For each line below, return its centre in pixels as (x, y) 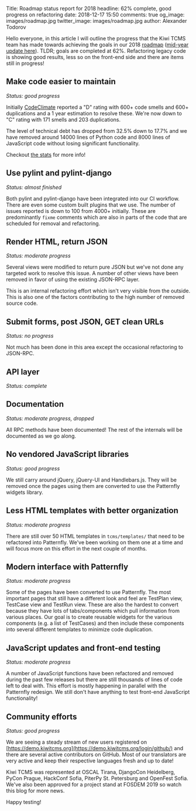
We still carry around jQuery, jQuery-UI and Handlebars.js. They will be (92, 480)
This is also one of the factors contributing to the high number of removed (95, 297)
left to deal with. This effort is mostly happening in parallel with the (86, 686)
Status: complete (27, 386)
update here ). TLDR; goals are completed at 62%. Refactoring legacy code (96, 51)
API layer (23, 372)
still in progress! (25, 63)
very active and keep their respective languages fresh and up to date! (90, 761)
